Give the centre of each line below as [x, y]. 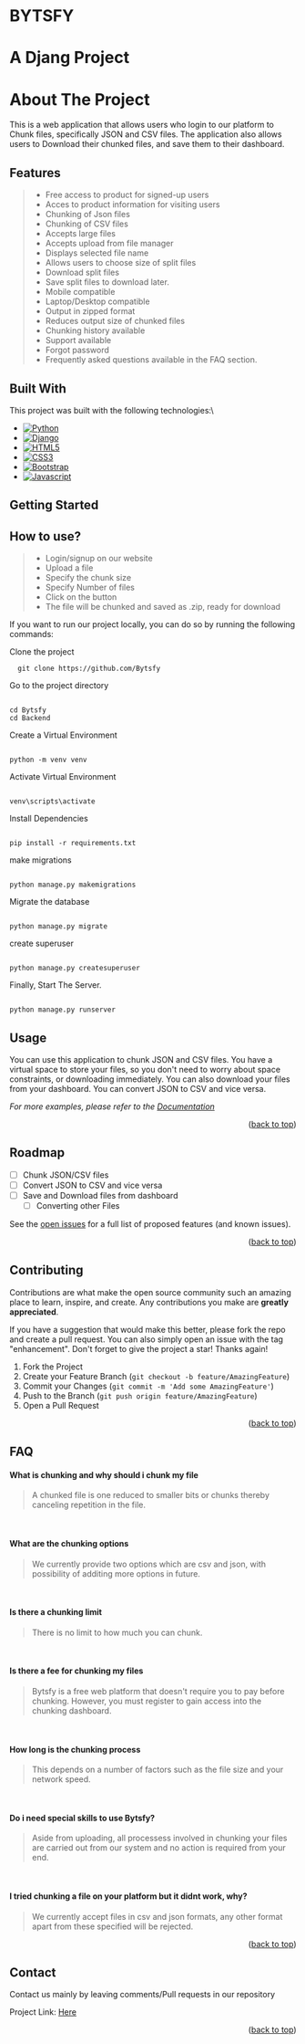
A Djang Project [70, 58]
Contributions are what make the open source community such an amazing [150, 1292]
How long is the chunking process [75, 1749]
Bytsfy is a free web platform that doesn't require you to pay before [158, 1692]
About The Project [80, 99]
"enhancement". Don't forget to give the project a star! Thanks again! [139, 1348]
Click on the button [81, 597]
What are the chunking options [69, 1544]
